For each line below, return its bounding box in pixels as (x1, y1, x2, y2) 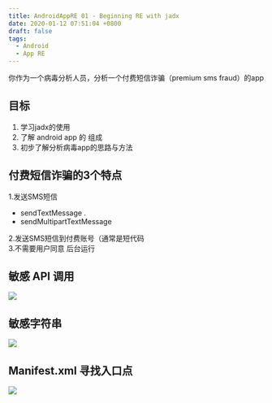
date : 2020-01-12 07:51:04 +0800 (8, 19, 122, 28)
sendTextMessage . (19, 208, 87, 218)
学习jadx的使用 (19, 122, 71, 132)
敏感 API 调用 (8, 270, 75, 284)
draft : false (8, 27, 53, 35)
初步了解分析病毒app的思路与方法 (19, 142, 133, 152)
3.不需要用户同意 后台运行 (8, 243, 96, 253)
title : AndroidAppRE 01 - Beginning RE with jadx (8, 11, 180, 20)
